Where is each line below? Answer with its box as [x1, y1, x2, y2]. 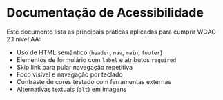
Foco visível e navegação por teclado [16, 70, 123, 79]
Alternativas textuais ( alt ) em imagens [16, 85, 127, 93]
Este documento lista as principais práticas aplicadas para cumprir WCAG [6, 28, 217, 36]
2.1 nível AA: [6, 34, 41, 43]
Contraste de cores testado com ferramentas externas [16, 77, 172, 86]
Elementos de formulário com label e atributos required [16, 55, 177, 63]
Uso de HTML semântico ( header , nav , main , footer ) [16, 48, 163, 57]
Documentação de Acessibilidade [6, 5, 204, 21]
